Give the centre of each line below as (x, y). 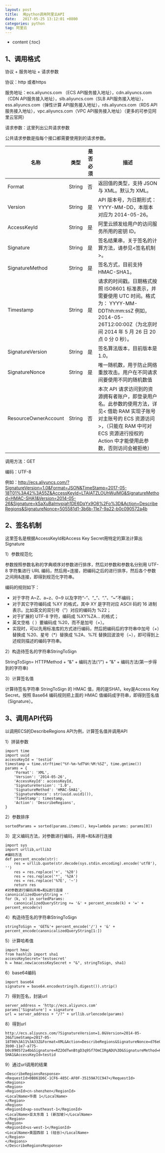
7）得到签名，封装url (26, 996)
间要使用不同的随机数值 (125, 380)
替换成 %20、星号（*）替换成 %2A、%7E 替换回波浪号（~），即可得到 (84, 634)
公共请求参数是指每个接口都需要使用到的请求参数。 (57, 138)
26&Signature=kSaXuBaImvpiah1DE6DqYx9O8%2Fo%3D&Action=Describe (82, 503)
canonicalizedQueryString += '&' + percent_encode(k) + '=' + (79, 903)
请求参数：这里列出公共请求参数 (37, 127)
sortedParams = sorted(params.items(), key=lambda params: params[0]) (79, 826)
